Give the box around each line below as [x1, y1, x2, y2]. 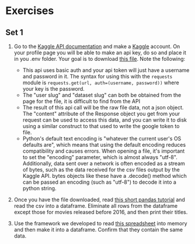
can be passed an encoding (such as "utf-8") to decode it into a [22, 178, 176, 185]
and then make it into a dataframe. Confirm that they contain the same [13, 226, 183, 233]
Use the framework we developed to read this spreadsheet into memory [13, 220, 187, 226]
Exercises [5, 4, 54, 18]
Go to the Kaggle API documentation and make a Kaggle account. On [13, 43, 180, 50]
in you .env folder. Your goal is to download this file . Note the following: [13, 56, 186, 62]
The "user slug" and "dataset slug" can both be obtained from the [22, 92, 182, 98]
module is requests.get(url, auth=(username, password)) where [22, 79, 179, 86]
